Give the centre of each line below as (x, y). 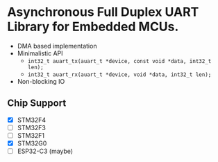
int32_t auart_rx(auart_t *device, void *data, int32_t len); (119, 74)
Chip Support (37, 103)
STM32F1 (31, 135)
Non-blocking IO (41, 81)
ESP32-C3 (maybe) (45, 151)
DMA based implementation (57, 46)
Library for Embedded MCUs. (93, 27)
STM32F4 (32, 120)
